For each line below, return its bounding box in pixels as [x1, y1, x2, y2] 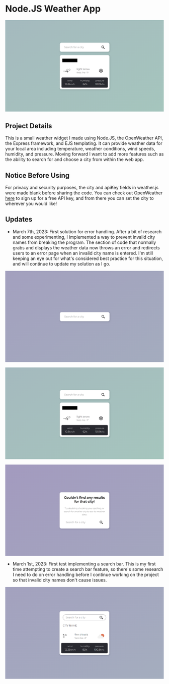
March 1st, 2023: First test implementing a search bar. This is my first [12, 561, 156, 567]
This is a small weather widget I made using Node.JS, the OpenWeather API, [5, 135, 163, 141]
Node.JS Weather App [5, 3, 101, 15]
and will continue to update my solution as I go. [12, 260, 111, 267]
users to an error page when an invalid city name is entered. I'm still [12, 250, 153, 256]
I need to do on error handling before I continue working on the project [12, 571, 159, 578]
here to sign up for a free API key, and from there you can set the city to [5, 195, 154, 201]
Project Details [5, 122, 52, 130]
